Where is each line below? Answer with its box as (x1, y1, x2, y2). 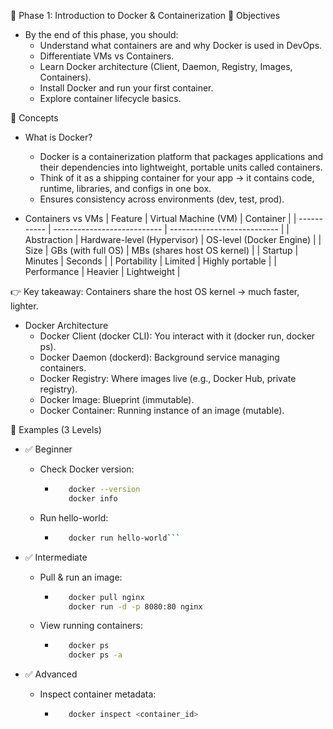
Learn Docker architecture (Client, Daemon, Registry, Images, (39, 61, 293, 72)
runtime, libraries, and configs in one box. (39, 183, 212, 194)
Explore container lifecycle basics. (39, 93, 182, 104)
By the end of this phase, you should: (24, 29, 179, 40)
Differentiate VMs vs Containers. (39, 50, 175, 62)
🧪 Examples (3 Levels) (10, 424, 102, 435)
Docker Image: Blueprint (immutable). (39, 394, 195, 405)
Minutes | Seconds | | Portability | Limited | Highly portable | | (24, 255, 277, 267)
